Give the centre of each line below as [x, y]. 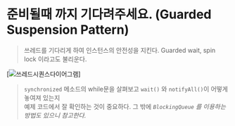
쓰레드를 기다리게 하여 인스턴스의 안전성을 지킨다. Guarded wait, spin [120, 50]
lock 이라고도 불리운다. [55, 59]
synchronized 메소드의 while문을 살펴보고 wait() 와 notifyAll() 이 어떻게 [126, 89]
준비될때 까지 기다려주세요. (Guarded [109, 14]
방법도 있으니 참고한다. [55, 115]
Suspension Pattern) [68, 30]
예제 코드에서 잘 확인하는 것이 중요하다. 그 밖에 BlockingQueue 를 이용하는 [125, 106]
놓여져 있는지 [42, 97]
